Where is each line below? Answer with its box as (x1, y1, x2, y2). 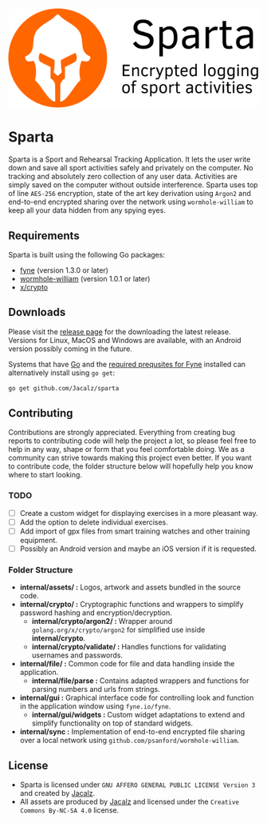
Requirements (8, 229, 80, 242)
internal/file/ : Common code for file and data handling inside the (19, 659, 235, 669)
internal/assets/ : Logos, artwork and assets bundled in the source (19, 582, 241, 592)
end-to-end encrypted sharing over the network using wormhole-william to (8, 197, 253, 207)
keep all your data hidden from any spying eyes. (8, 206, 166, 215)
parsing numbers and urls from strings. (31, 685, 161, 694)
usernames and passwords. (31, 650, 124, 660)
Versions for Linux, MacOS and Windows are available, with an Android (8, 335, 241, 345)
